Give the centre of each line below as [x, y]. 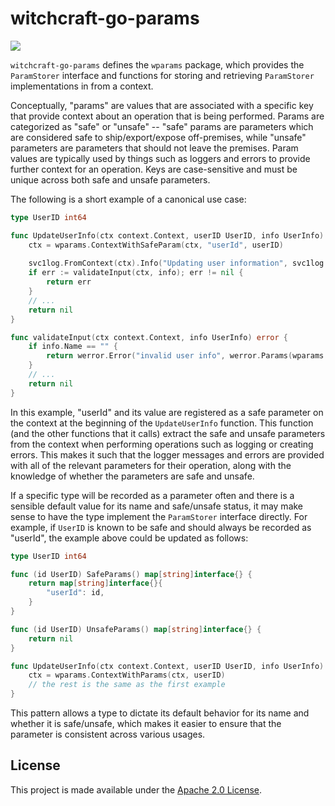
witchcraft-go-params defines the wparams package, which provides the [157, 64]
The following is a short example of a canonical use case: [128, 199]
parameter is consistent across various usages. [108, 734]
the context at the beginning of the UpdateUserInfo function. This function [162, 423]
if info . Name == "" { [73, 347]
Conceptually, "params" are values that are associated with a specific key [162, 105]
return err [69, 282]
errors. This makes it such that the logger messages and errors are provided [167, 454]
